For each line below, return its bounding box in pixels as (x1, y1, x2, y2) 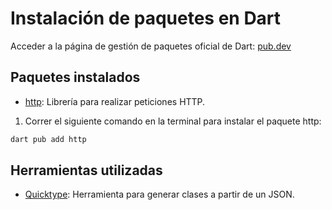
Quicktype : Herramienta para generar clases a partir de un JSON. (24, 188, 295, 201)
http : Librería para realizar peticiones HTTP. (24, 95, 206, 107)
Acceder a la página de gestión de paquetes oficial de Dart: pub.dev (10, 40, 292, 52)
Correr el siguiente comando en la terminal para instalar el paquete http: (24, 115, 322, 127)
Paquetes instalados (10, 69, 141, 86)
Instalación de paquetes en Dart (10, 7, 282, 30)
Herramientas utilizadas (10, 162, 163, 179)
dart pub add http (10, 134, 87, 144)
